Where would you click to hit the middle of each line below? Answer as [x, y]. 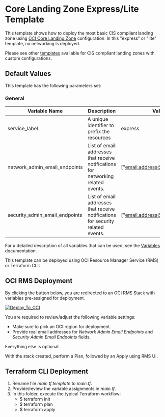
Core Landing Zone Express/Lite [72, 9]
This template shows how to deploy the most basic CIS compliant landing [79, 33]
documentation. [21, 251]
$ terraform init [35, 399]
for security [101, 221]
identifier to [101, 125]
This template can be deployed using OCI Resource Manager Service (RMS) [82, 260]
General [15, 98]
